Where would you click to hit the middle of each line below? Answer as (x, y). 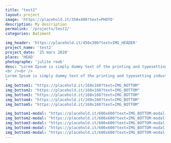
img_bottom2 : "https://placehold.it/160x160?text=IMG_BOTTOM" (73, 90)
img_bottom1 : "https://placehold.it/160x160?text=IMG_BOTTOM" (73, 85)
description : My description (36, 24)
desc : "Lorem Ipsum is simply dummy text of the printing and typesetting (86, 67)
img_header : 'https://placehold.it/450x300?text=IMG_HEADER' (72, 43)
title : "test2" (21, 10)
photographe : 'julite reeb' (35, 62)
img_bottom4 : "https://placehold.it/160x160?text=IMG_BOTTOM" (73, 100)
